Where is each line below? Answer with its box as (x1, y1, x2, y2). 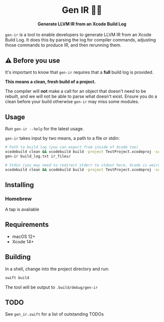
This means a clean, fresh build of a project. (5, 79, 96, 85)
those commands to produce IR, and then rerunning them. (5, 42, 122, 48)
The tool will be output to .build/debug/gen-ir (5, 284, 98, 290)
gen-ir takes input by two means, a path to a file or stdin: (5, 135, 120, 141)
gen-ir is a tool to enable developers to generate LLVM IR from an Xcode (5, 32, 152, 38)
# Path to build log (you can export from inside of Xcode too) (5, 145, 139, 150)
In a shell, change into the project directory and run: (5, 266, 109, 272)
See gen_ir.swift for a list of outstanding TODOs (5, 311, 104, 317)
